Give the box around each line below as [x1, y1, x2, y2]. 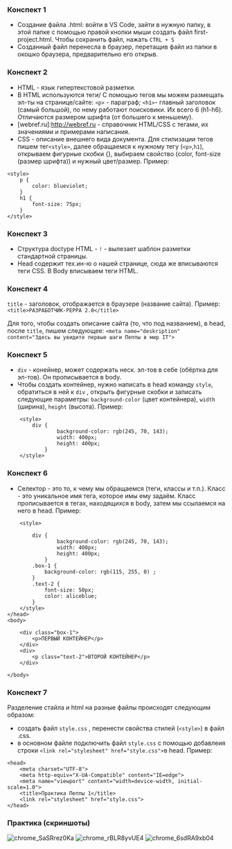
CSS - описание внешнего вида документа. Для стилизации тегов [17, 135, 213, 143]
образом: [7, 711, 35, 719]
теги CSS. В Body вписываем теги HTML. [17, 266, 139, 275]
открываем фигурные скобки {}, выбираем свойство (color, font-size [17, 149, 222, 157]
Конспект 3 [7, 229, 48, 239]
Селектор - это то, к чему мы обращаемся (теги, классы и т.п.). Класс [17, 484, 226, 492]
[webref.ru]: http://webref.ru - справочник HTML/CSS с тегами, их [17, 120, 209, 128]
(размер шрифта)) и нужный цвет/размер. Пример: [17, 157, 170, 165]
